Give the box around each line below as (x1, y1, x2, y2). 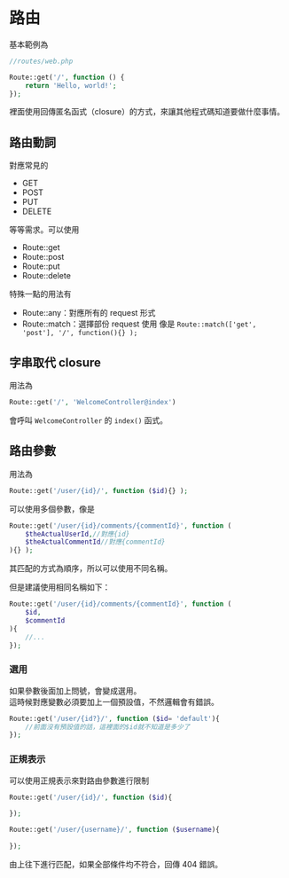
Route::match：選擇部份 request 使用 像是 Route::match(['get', (21, 318, 257, 329)
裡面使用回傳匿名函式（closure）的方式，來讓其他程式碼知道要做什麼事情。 (9, 106, 285, 117)
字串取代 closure (9, 355, 102, 370)
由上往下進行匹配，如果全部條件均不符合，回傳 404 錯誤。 (9, 858, 223, 869)
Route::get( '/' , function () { (9, 73, 125, 82)
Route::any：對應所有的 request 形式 (21, 308, 156, 318)
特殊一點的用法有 (9, 289, 72, 300)
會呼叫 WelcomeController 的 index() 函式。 (9, 414, 168, 426)
